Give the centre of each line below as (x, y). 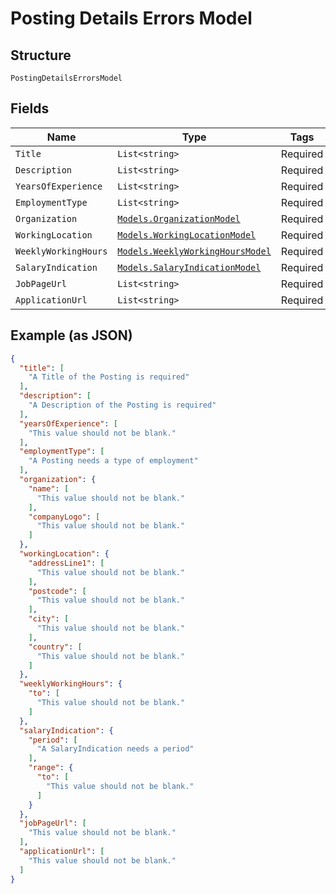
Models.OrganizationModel (179, 218)
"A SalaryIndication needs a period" (115, 749)
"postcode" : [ (57, 591)
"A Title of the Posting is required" (109, 377)
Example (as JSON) (71, 335)
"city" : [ (49, 619)
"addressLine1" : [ (66, 563)
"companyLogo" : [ (64, 517)
